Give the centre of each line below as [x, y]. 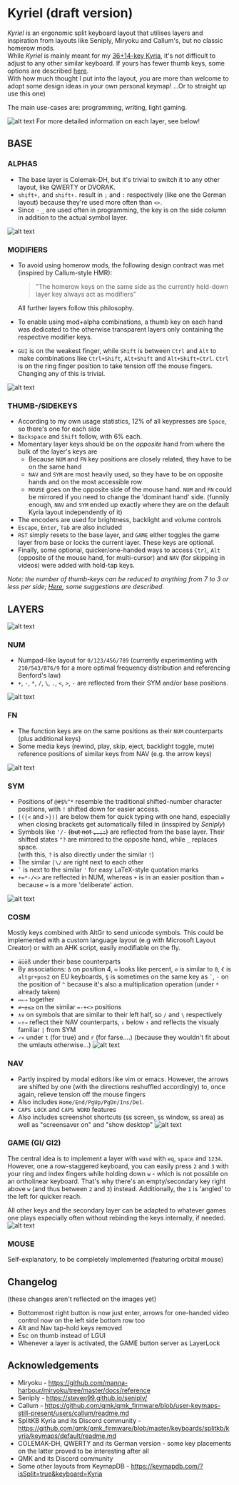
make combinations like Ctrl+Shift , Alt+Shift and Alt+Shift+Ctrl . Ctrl [123, 358]
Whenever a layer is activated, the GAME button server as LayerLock [119, 1343]
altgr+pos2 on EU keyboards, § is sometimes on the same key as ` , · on [123, 977]
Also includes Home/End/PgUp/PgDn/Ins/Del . [81, 1102]
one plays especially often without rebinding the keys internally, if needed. [117, 1218]
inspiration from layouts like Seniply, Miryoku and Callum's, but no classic [115, 40]
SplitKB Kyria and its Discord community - [79, 1420]
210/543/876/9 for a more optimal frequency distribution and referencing [124, 668]
